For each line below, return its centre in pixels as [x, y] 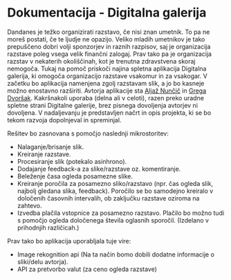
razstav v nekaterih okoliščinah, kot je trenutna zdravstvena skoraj [101, 61]
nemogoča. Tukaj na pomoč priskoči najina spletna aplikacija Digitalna [107, 68]
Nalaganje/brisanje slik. [50, 147]
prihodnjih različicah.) [48, 227]
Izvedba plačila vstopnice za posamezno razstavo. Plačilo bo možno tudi [121, 213]
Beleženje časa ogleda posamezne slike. [75, 176]
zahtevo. [30, 205]
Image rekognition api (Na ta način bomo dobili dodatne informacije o [115, 254]
